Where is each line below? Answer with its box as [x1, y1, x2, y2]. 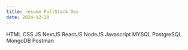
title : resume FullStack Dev [6, 8, 79, 15]
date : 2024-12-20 [6, 14, 50, 20]
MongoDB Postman [6, 37, 54, 44]
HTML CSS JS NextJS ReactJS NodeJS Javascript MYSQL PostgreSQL [6, 30, 182, 37]
